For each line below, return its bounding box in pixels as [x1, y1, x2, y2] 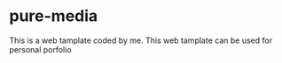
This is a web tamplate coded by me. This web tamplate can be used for [9, 35, 273, 45]
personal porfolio [9, 44, 73, 54]
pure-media [9, 6, 98, 26]
